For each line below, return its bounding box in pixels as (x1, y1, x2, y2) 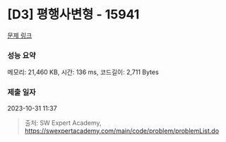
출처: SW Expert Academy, (24, 118, 102, 127)
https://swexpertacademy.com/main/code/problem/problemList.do (24, 126, 220, 135)
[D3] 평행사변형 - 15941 (7, 6, 140, 23)
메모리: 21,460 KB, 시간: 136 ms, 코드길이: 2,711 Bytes (7, 68, 159, 76)
